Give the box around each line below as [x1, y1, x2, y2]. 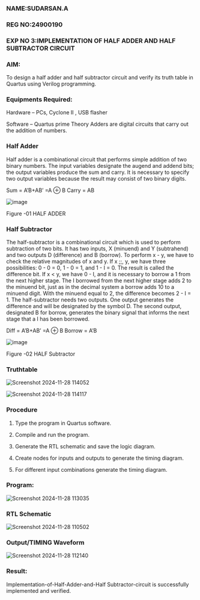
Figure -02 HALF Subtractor [6, 350, 76, 357]
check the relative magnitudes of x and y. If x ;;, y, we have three [6, 258, 166, 265]
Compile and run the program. [14, 431, 90, 438]
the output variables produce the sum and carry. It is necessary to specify [6, 169, 190, 176]
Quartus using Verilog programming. [6, 80, 97, 88]
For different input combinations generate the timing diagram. [14, 466, 168, 473]
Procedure [6, 406, 38, 414]
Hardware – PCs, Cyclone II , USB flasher [6, 109, 108, 116]
